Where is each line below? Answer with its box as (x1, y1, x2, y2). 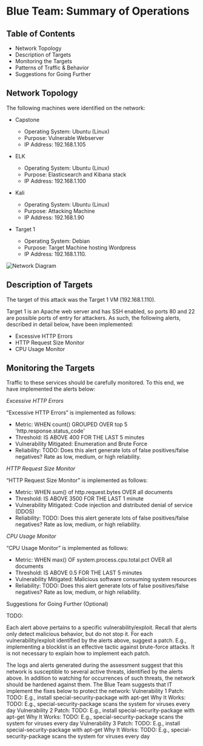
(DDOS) (15, 508, 35, 515)
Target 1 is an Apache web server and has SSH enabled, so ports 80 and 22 (6, 307, 195, 315)
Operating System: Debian (24, 237, 90, 245)
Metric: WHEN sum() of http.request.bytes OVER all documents (15, 489, 173, 496)
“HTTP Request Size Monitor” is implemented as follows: (6, 476, 148, 484)
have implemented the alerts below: (6, 385, 96, 393)
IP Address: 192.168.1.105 (24, 141, 86, 148)
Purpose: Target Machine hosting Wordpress (24, 243, 136, 251)
